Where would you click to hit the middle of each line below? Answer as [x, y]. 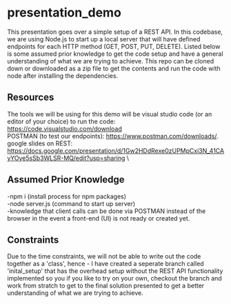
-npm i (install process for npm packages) [67, 196]
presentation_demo [64, 13]
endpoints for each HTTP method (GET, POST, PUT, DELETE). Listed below [114, 46]
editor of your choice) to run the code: [61, 121]
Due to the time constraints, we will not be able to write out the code [104, 256]
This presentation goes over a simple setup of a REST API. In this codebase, [115, 32]
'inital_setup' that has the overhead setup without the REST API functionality [115, 271]
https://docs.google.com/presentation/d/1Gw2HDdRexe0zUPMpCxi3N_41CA [116, 150]
